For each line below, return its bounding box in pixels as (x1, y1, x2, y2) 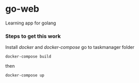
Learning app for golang (5, 20, 56, 26)
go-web (5, 3, 39, 15)
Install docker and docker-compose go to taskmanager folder (5, 44, 134, 50)
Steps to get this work (5, 33, 61, 40)
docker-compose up (5, 73, 44, 78)
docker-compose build (5, 54, 52, 59)
